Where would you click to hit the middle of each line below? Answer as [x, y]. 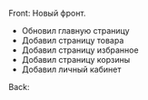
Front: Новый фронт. [47, 13]
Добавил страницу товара [73, 40]
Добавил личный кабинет [71, 69]
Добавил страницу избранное [80, 50]
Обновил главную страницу [75, 30]
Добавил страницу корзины [76, 60]
